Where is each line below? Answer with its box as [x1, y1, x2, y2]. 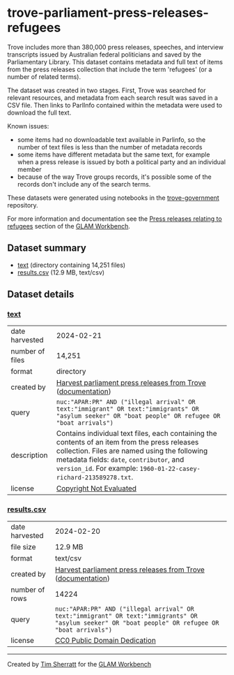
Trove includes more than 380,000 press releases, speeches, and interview [7, 43, 224, 51]
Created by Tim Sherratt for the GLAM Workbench [7, 660, 152, 668]
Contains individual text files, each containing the [56, 428, 217, 438]
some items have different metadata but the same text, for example [17, 150, 210, 159]
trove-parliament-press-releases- [7, 5, 209, 21]
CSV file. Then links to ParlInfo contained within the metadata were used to [7, 101, 223, 109]
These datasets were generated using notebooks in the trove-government [7, 194, 219, 202]
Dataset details [7, 289, 75, 300]
